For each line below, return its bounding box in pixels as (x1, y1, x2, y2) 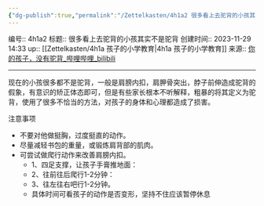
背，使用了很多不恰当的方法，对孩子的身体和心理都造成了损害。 (8, 97, 214, 107)
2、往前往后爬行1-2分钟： (31, 169, 115, 179)
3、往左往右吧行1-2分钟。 (31, 179, 115, 189)
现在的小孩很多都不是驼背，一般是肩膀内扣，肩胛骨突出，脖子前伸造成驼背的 (8, 78, 256, 87)
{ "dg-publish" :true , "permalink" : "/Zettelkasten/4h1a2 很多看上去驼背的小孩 (8, 11, 250, 20)
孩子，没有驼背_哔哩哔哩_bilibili (14, 53, 116, 63)
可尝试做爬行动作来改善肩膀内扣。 (19, 150, 130, 159)
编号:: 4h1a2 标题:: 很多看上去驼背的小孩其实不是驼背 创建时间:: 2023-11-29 (8, 34, 251, 43)
